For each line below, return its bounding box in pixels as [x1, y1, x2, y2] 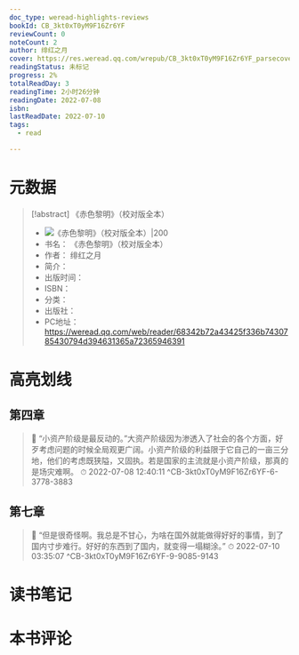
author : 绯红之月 [9, 46, 69, 55]
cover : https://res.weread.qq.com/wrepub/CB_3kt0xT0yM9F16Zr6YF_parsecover [9, 54, 296, 63]
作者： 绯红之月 [44, 250, 102, 260]
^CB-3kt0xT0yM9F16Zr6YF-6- [166, 466, 279, 476]
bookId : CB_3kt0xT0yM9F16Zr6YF [9, 21, 125, 30]
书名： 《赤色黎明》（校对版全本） [44, 238, 168, 249]
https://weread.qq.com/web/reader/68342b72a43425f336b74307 [44, 326, 288, 337]
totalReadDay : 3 [9, 79, 69, 88]
